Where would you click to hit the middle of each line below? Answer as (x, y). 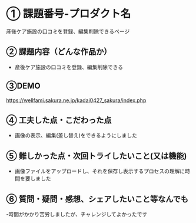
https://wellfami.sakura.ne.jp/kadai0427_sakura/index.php (76, 100)
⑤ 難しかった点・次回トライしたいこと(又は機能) (97, 156)
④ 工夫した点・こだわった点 (59, 120)
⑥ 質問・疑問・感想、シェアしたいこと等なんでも (97, 199)
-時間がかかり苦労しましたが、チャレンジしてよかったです (77, 214)
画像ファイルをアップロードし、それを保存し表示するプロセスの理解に (100, 171)
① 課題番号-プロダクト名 (69, 14)
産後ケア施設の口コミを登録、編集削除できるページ (68, 31)
